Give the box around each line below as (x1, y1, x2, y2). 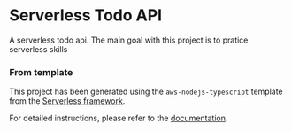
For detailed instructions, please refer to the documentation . (9, 113, 228, 124)
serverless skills (9, 43, 68, 54)
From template (9, 66, 73, 78)
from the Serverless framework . (9, 96, 126, 106)
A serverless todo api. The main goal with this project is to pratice (9, 35, 249, 45)
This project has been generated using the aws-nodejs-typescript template (9, 86, 283, 97)
